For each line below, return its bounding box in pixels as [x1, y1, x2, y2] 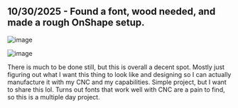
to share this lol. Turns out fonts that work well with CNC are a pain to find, [7, 85, 225, 94]
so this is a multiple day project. [7, 92, 101, 101]
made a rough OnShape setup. [7, 17, 145, 29]
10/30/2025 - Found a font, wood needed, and [7, 6, 216, 18]
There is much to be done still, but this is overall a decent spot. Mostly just [7, 63, 225, 71]
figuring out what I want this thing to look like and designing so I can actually [7, 70, 232, 78]
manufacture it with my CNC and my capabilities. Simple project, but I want [7, 78, 227, 86]
